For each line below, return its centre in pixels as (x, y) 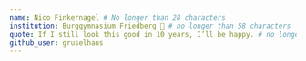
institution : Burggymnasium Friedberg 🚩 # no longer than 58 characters (150, 26)
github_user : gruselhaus (56, 43)
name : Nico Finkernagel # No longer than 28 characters (117, 17)
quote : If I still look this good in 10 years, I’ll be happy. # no (142, 34)
